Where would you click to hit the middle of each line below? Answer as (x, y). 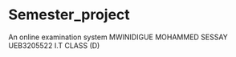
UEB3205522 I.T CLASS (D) (54, 45)
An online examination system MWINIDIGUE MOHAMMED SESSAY (118, 37)
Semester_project (69, 15)
